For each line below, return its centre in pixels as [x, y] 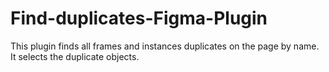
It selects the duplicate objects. [75, 56]
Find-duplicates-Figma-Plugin [139, 18]
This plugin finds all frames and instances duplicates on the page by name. [165, 46]
